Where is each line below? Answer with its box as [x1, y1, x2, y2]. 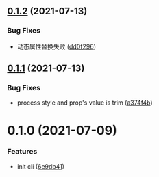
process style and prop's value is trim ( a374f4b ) [16, 98, 153, 107]
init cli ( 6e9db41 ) [16, 162, 65, 170]
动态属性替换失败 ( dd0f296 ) [16, 42, 97, 51]
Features [7, 147, 38, 156]
